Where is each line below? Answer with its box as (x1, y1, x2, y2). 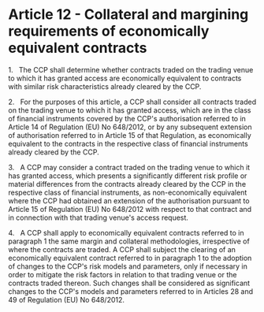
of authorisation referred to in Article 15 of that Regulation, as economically (8, 130, 252, 139)
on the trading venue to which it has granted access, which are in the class (8, 105, 251, 115)
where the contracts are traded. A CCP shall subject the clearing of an (8, 244, 236, 254)
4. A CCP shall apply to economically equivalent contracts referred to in (8, 228, 244, 237)
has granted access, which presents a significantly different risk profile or (8, 171, 247, 180)
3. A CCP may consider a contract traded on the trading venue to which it (8, 162, 251, 172)
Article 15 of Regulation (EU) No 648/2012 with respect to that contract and (8, 204, 252, 214)
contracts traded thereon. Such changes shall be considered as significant (8, 278, 251, 288)
